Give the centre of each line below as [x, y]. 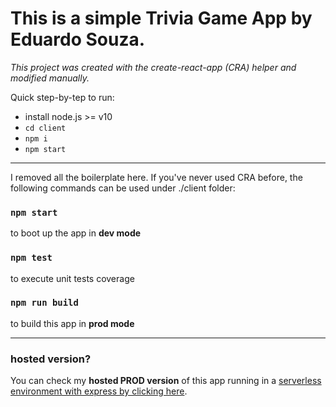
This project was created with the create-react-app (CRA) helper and [153, 67]
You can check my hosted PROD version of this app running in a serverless [166, 381]
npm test [31, 258]
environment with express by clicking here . [99, 391]
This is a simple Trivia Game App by [161, 18]
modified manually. [50, 78]
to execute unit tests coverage [72, 278]
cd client [45, 128]
